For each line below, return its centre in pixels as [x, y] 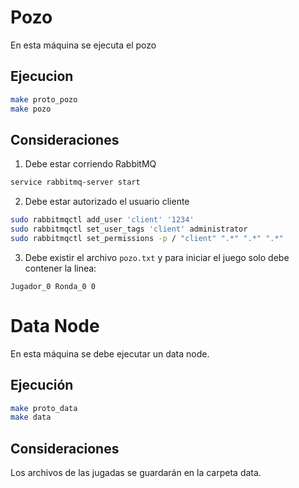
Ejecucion [42, 76]
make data [31, 417]
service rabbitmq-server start [75, 182]
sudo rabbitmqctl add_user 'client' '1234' [102, 220]
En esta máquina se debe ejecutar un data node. [110, 353]
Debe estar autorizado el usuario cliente [107, 202]
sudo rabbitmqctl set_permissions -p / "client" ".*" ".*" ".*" [147, 238]
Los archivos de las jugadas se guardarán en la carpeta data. [136, 473]
